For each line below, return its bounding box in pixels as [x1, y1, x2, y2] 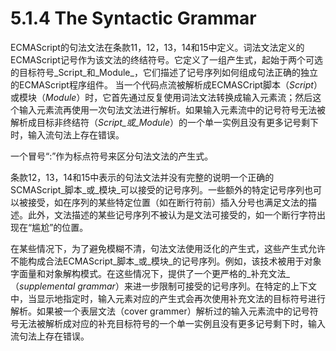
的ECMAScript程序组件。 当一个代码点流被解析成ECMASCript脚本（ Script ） [10, 78, 323, 91]
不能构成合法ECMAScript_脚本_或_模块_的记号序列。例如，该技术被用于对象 [10, 255, 322, 267]
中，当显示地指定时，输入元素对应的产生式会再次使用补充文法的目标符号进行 [10, 292, 326, 304]
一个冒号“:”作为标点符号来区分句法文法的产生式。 [10, 150, 214, 162]
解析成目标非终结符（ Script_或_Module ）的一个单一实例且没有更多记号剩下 [10, 116, 320, 128]
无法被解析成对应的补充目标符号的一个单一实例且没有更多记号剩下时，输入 [18, 317, 326, 329]
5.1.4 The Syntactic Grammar [10, 7, 257, 30]
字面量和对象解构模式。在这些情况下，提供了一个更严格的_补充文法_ [10, 267, 290, 279]
